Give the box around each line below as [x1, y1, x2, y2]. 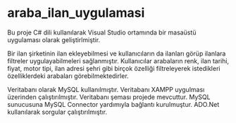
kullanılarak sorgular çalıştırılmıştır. [7, 108, 108, 116]
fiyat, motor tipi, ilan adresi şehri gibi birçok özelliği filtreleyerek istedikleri [7, 64, 221, 72]
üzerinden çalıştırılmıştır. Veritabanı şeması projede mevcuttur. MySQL [7, 93, 211, 101]
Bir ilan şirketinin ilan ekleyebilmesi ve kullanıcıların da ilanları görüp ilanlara [7, 49, 226, 58]
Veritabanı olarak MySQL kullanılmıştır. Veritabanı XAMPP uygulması [7, 85, 205, 93]
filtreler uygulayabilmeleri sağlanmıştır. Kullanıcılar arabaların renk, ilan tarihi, [7, 56, 230, 65]
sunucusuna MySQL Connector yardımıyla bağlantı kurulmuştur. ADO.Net [7, 100, 220, 108]
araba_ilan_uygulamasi [7, 5, 145, 21]
